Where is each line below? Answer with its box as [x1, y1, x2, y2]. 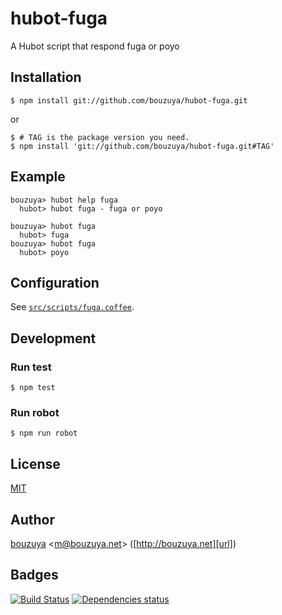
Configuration [10, 274, 100, 291]
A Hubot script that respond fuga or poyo [10, 40, 180, 52]
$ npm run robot [10, 428, 78, 439]
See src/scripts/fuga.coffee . [10, 301, 135, 313]
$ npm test [10, 383, 56, 393]
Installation [10, 69, 82, 86]
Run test [10, 360, 52, 374]
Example [10, 168, 66, 186]
